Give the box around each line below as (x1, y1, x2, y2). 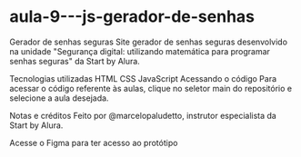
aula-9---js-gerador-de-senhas (9, 6, 256, 27)
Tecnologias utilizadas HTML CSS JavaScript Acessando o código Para (9, 73, 277, 83)
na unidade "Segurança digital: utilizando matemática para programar (9, 45, 271, 56)
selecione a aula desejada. (9, 93, 109, 103)
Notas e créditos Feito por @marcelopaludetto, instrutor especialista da (9, 110, 277, 121)
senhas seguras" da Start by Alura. (9, 55, 141, 66)
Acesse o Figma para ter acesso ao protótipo (9, 137, 178, 148)
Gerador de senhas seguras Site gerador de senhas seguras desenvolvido (9, 36, 288, 47)
